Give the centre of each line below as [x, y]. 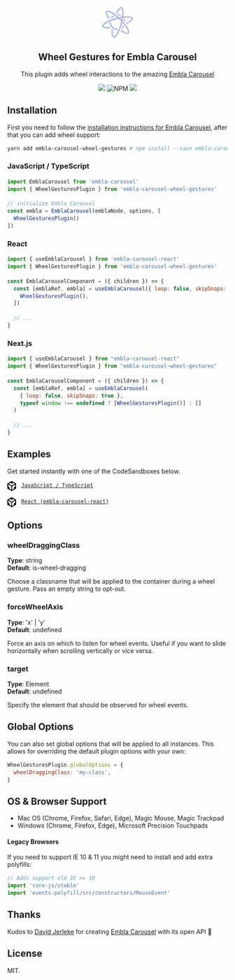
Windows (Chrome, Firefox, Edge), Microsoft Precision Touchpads [113, 826]
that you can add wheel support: [54, 135]
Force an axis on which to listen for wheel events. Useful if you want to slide [116, 643]
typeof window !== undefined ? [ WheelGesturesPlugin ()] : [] [111, 403]
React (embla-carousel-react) [65, 501]
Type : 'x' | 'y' [26, 622]
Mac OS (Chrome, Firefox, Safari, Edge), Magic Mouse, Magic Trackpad [121, 819]
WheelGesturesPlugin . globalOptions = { [65, 765]
